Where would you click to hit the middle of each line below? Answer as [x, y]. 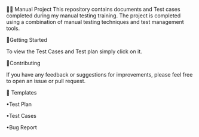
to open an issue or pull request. [46, 81]
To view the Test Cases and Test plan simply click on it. [74, 51]
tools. [13, 28]
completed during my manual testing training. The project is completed [94, 16]
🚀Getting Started [27, 40]
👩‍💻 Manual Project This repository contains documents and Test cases [93, 9]
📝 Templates [22, 92]
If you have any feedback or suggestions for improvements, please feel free [99, 74]
